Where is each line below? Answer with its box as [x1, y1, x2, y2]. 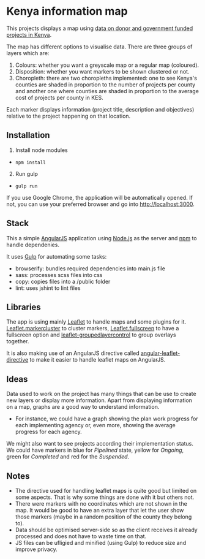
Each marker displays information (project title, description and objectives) [6, 105, 195, 113]
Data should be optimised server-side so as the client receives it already [15, 526, 198, 533]
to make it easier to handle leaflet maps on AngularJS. [29, 356, 166, 363]
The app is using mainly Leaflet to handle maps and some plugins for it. [6, 318, 187, 325]
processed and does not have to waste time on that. [15, 533, 147, 540]
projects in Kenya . [6, 31, 52, 38]
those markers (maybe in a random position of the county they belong [15, 513, 192, 520]
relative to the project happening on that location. [6, 112, 131, 120]
